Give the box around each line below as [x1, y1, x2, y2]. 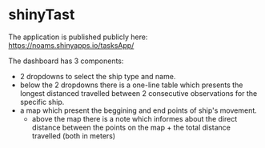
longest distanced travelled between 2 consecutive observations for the [19, 88, 258, 98]
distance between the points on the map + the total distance [31, 122, 231, 132]
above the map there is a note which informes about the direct [31, 114, 238, 123]
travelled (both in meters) [31, 130, 116, 141]
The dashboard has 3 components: [8, 56, 124, 66]
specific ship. [19, 97, 65, 106]
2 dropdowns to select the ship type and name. [19, 71, 176, 81]
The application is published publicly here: [8, 32, 148, 42]
